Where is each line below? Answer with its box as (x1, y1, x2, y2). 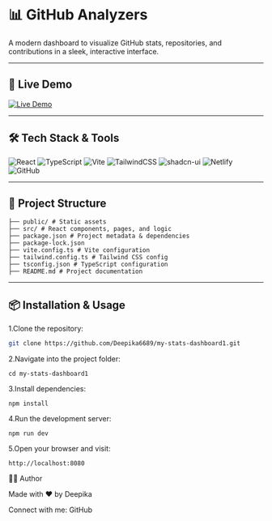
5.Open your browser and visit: (8, 444, 111, 454)
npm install (8, 399, 49, 408)
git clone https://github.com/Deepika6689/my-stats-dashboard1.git (8, 340, 241, 348)
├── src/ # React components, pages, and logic (8, 225, 172, 233)
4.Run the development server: (8, 414, 112, 424)
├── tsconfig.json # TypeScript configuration (8, 260, 168, 269)
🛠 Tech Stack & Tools (8, 131, 120, 145)
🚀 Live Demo (8, 78, 73, 92)
